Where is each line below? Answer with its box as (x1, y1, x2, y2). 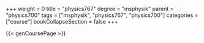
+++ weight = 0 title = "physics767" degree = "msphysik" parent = (6, 5, 174, 12)
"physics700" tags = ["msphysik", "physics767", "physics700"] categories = (6, 12, 198, 19)
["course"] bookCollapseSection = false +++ (6, 18, 119, 25)
